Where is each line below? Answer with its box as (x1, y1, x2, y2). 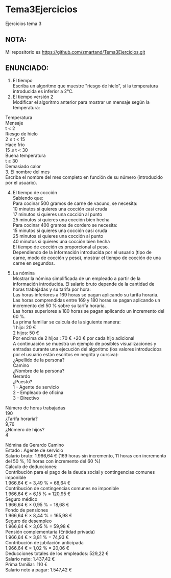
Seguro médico (5, 496, 38, 502)
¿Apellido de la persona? (12, 357, 65, 363)
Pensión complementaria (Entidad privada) (5, 528, 95, 535)
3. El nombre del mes (5, 169, 50, 175)
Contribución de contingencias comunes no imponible (5, 485, 119, 491)
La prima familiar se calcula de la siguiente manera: (12, 318, 121, 325)
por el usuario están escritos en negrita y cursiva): (12, 351, 119, 357)
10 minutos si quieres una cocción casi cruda (12, 205, 108, 212)
